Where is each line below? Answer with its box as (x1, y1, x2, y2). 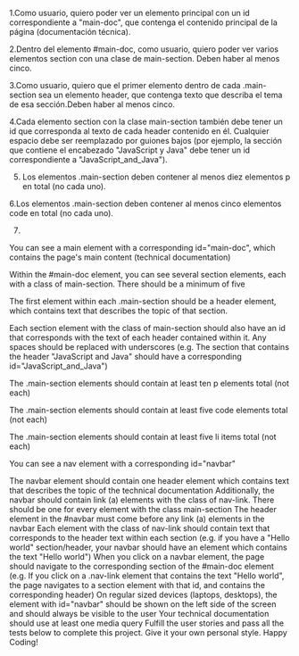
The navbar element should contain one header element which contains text (9, 476, 290, 486)
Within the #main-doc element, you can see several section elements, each (9, 270, 287, 279)
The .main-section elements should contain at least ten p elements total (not (9, 378, 290, 388)
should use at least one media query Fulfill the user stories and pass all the (9, 618, 284, 628)
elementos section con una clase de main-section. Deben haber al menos (9, 54, 280, 63)
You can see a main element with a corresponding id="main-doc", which (9, 243, 276, 253)
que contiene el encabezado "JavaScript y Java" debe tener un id (9, 145, 251, 155)
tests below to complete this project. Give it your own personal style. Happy (9, 627, 287, 637)
